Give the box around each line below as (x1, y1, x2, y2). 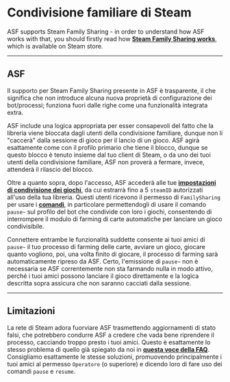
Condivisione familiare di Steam (7, 5, 192, 21)
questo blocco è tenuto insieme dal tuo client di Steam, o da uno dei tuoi (7, 151, 211, 159)
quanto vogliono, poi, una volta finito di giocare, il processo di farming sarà (7, 250, 218, 258)
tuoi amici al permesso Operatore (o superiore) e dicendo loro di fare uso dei (7, 359, 222, 368)
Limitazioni (7, 305, 55, 317)
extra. (7, 108, 24, 116)
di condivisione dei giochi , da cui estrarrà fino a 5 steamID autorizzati (7, 186, 203, 194)
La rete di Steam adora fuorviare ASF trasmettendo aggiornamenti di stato (7, 323, 216, 331)
